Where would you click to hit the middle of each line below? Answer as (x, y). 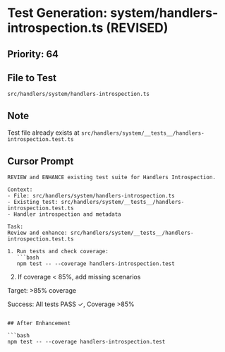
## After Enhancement (39, 323)
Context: (20, 190)
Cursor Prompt (41, 161)
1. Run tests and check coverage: (58, 252)
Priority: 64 (33, 54)
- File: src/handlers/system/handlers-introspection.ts (91, 196)
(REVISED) (137, 28)
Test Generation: (57, 13)
